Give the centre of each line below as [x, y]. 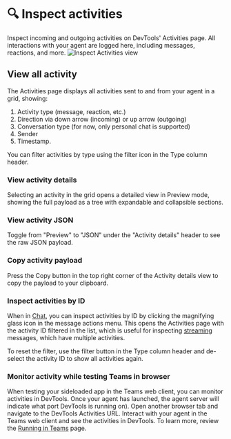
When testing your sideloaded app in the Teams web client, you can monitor [115, 391]
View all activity [42, 74]
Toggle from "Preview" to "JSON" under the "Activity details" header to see [114, 235]
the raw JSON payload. [40, 243]
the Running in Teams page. [47, 428]
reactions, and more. [37, 53]
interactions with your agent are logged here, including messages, [101, 45]
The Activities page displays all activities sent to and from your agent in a [111, 91]
